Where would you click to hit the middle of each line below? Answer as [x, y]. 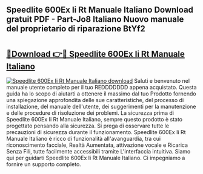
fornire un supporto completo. [44, 164]
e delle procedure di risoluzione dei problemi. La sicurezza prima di [90, 113]
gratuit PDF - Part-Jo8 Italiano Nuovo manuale [95, 20]
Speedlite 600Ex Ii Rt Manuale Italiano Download [100, 10]
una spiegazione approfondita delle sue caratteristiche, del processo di [95, 100]
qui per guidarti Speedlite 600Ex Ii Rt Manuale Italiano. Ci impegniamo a [96, 158]
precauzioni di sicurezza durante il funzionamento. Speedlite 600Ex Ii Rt [96, 132]
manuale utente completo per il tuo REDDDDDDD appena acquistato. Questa [101, 87]
